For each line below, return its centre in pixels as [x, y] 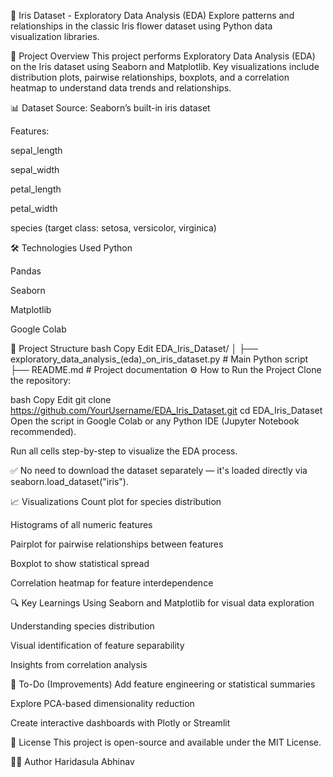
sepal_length [36, 150]
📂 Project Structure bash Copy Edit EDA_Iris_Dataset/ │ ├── [134, 348]
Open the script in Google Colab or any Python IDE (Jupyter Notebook [155, 421]
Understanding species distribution [82, 626]
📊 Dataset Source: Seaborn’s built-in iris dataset [110, 108]
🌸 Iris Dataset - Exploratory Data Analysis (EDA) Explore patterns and [152, 15]
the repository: [41, 380]
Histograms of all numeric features [81, 524]
